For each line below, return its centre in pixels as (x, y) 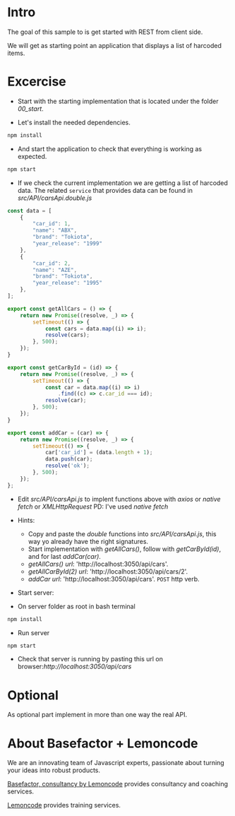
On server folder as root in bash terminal (76, 606)
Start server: (36, 592)
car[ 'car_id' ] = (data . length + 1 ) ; (99, 453)
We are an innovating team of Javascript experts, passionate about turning (116, 763)
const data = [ (30, 211)
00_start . (30, 108)
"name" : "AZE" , (55, 270)
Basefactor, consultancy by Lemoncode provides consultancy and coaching (117, 784)
